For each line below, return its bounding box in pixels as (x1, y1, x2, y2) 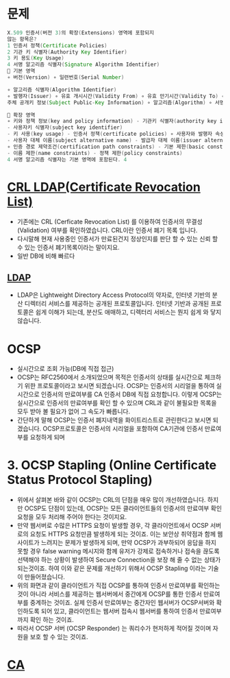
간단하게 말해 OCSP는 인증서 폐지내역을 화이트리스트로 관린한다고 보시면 (16, 416, 212, 424)
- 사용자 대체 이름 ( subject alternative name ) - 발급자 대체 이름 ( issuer (7, 137, 202, 144)
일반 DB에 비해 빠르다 (16, 252, 75, 260)
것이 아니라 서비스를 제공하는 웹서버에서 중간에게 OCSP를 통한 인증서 (16, 590, 202, 598)
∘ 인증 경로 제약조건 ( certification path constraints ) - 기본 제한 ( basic (7, 143, 205, 150)
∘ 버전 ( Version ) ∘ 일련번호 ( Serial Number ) (7, 74, 125, 81)
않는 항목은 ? (7, 36, 38, 43)
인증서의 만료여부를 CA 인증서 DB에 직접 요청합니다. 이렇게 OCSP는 (40, 390, 222, 398)
